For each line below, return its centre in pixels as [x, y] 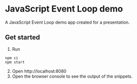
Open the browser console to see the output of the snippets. [72, 76]
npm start [15, 62]
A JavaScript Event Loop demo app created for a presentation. [67, 22]
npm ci [12, 58]
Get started [23, 37]
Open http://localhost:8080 [39, 71]
